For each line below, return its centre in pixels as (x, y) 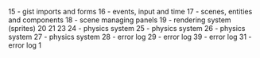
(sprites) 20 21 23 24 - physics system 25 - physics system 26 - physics (127, 28)
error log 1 (25, 45)
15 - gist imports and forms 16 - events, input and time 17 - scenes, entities (130, 12)
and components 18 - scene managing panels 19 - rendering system (120, 20)
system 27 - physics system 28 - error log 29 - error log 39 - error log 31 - (130, 37)
